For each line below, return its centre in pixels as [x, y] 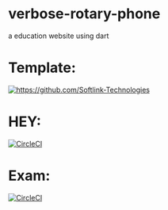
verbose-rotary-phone [84, 14]
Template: [42, 68]
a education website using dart [59, 36]
